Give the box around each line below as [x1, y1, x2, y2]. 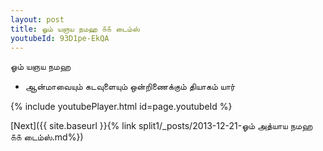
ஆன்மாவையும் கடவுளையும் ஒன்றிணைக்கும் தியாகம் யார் [24, 81, 236, 93]
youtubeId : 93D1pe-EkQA [10, 33, 110, 43]
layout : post [10, 14, 65, 25]
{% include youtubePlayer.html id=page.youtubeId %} [10, 101, 233, 113]
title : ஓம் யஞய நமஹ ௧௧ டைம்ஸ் [10, 24, 140, 34]
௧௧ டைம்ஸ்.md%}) [10, 131, 84, 143]
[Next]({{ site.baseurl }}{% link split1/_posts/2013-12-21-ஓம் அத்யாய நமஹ [10, 120, 313, 132]
